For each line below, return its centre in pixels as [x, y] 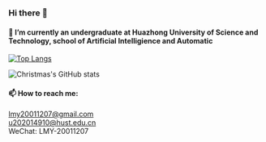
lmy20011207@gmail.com [51, 114]
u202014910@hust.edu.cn [52, 123]
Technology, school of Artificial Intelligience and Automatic [111, 40]
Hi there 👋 [28, 13]
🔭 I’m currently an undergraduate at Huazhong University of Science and [133, 32]
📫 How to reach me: [43, 93]
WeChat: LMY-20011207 [49, 132]
